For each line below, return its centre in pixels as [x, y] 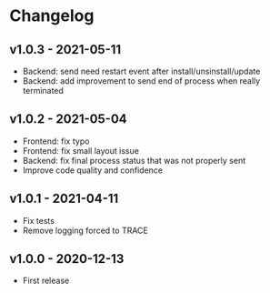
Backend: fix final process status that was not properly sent [134, 160]
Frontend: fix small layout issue [80, 150]
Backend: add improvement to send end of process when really [141, 81]
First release [46, 281]
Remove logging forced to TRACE [85, 230]
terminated [43, 91]
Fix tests [38, 220]
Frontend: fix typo [56, 141]
